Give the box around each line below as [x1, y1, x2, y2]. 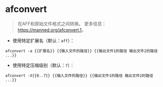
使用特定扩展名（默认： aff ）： [12, 37, 75, 43]
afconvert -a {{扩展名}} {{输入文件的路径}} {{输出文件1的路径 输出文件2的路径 [5, 48, 158, 53]
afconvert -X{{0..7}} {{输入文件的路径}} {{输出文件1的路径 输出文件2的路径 [5, 73, 153, 78]
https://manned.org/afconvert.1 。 [17, 26, 86, 33]
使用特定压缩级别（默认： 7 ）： [12, 62, 74, 68]
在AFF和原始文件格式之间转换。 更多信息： [17, 20, 106, 26]
